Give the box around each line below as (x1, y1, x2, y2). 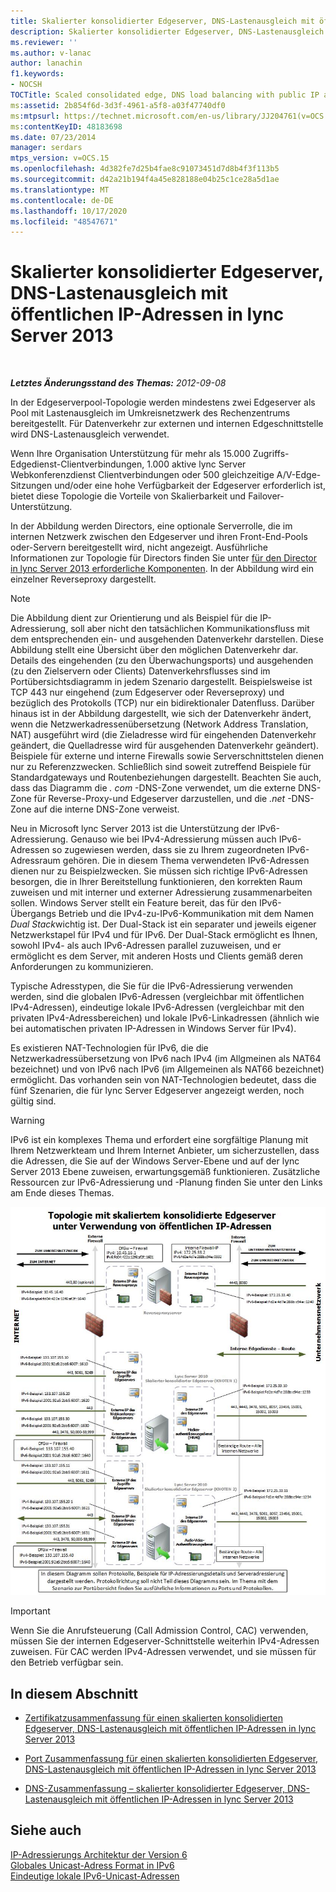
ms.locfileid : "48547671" (10, 216, 118, 227)
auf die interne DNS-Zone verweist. (33, 803, 180, 815)
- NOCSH (10, 80, 43, 90)
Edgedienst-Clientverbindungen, (10, 458, 145, 470)
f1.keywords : (10, 69, 65, 79)
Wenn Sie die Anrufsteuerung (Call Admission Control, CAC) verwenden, (10, 1625, 309, 1637)
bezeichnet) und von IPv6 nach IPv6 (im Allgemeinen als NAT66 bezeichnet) (10, 1063, 325, 1075)
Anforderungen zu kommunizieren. (10, 961, 154, 973)
